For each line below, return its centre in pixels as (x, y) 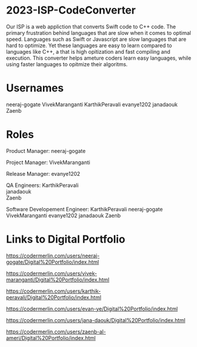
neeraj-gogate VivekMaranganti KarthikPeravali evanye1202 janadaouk (92, 104)
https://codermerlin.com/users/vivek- (51, 273)
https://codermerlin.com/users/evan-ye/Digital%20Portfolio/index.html (92, 309)
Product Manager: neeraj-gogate (46, 150)
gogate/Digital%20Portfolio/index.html (53, 262)
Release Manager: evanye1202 (43, 173)
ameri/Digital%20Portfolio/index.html (51, 338)
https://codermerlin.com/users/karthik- (54, 291)
